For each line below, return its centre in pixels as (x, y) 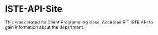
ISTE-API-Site (34, 9)
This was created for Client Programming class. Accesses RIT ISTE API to (79, 22)
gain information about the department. (45, 27)
